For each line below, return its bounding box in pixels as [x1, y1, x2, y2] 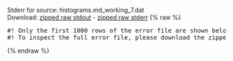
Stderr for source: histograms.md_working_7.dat [7, 6, 144, 14]
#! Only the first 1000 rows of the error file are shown [7, 27, 209, 34]
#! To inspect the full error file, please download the [7, 34, 205, 41]
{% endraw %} [7, 46, 50, 55]
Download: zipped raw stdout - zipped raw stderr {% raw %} [7, 13, 182, 21]
